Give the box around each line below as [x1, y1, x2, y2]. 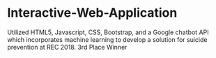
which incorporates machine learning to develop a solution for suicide [7, 35, 208, 43]
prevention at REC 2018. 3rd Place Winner [7, 43, 128, 51]
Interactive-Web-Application [7, 5, 178, 21]
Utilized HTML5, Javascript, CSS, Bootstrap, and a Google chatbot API [7, 28, 209, 36]
